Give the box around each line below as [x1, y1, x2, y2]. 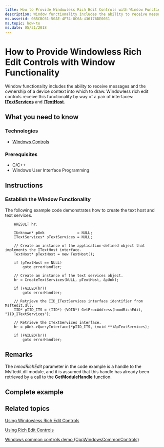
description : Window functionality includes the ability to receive [5, 12, 147, 17]
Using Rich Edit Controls [5, 427, 54, 433]
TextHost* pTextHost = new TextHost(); [14, 252, 95, 256]
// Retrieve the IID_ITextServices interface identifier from [14, 298, 143, 303]
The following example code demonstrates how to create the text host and [5, 207, 155, 213]
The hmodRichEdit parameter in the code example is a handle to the [5, 363, 142, 369]
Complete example [5, 388, 64, 396]
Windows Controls [12, 139, 50, 145]
